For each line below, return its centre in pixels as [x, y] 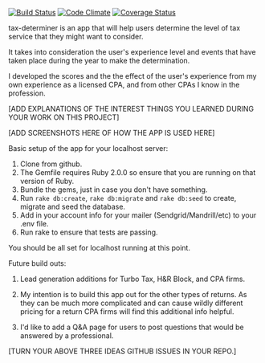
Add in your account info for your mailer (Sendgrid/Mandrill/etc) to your [138, 215]
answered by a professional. [67, 336]
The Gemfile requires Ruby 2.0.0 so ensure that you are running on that [138, 172]
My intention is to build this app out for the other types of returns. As [133, 294]
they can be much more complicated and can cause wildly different [131, 303]
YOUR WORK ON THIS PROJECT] [64, 117]
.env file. [35, 224]
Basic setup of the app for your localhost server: [88, 148]
